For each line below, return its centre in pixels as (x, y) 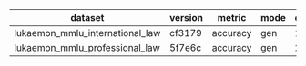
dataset (87, 18)
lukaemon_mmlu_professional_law (87, 47)
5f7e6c (186, 47)
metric (232, 18)
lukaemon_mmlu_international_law (87, 33)
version (186, 18)
